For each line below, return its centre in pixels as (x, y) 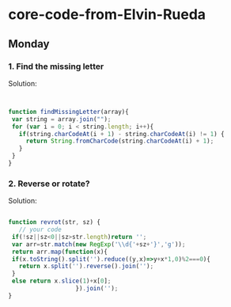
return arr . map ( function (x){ (60, 252)
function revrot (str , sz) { (55, 222)
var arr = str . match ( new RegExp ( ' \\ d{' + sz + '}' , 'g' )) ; (98, 244)
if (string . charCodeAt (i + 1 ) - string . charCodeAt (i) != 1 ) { (121, 134)
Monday (29, 44)
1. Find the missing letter (56, 66)
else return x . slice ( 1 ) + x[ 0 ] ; (61, 281)
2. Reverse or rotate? (49, 184)
